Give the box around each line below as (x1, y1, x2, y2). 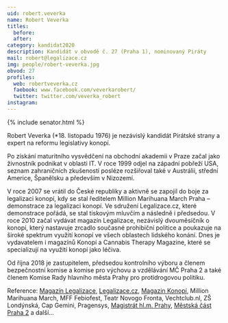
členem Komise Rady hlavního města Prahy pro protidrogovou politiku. (7, 273, 205, 281)
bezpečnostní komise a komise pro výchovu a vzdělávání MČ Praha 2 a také (7, 265, 222, 274)
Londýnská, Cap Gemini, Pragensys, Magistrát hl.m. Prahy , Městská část (7, 301, 212, 309)
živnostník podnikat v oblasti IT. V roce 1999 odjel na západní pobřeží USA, (7, 159, 219, 167)
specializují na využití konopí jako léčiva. (7, 245, 121, 254)
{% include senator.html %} (7, 118, 85, 126)
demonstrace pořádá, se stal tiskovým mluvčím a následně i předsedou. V (7, 208, 216, 217)
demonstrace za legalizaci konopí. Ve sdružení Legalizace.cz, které (7, 202, 197, 210)
